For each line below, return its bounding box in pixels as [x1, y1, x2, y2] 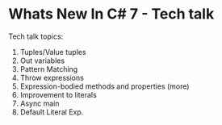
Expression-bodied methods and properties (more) [19, 81, 190, 91]
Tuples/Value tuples [19, 47, 86, 56]
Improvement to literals [19, 90, 97, 99]
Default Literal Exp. [19, 106, 84, 117]
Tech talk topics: [8, 31, 64, 41]
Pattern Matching [19, 64, 78, 73]
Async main [19, 98, 60, 108]
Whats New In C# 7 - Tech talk [8, 5, 215, 23]
